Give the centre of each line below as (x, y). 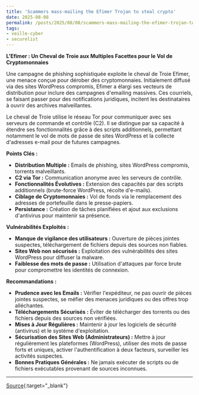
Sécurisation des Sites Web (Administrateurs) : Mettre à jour (90, 337)
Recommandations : (31, 281)
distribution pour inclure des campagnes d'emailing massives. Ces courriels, (99, 93)
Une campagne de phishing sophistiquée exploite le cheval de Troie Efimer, (98, 74)
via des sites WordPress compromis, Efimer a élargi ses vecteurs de (89, 86)
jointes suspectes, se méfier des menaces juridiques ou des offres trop (101, 299)
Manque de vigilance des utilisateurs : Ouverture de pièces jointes (97, 238)
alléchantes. (30, 305)
